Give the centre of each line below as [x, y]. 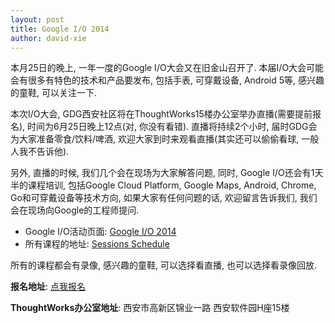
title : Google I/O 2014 [60, 29]
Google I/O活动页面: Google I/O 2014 [100, 232]
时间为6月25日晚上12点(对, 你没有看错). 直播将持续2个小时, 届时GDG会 [172, 127]
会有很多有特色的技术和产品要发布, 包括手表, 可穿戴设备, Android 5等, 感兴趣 [167, 80]
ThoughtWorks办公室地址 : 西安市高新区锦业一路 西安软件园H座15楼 [150, 308]
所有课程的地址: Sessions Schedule [97, 244]
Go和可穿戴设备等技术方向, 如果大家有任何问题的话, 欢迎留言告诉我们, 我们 [164, 198]
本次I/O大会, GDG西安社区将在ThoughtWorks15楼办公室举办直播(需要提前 [161, 114]
